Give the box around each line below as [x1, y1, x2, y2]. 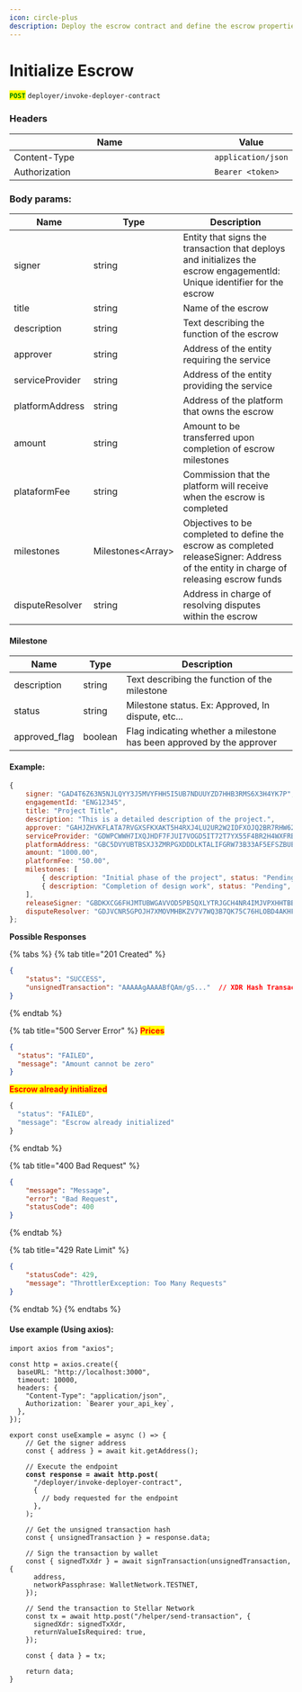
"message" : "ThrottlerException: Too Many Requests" [25, 1279, 227, 1288]
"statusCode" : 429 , [25, 1271, 99, 1280]
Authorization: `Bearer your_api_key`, [25, 1399, 175, 1408]
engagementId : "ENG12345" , [25, 798, 127, 807]
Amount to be [182, 420, 241, 433]
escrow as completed [182, 539, 274, 552]
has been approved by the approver [126, 736, 277, 749]
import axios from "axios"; [9, 1344, 115, 1353]
